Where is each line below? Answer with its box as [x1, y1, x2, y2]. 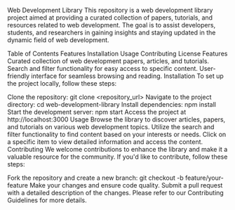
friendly [7, 72, 30, 80]
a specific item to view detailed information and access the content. [7, 138, 203, 146]
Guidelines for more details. [7, 196, 88, 204]
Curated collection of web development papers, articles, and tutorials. [7, 57, 209, 65]
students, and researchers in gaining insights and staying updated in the [7, 28, 216, 37]
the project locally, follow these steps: [7, 79, 117, 87]
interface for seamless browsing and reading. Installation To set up [31, 72, 224, 80]
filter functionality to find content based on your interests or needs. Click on [7, 130, 227, 138]
